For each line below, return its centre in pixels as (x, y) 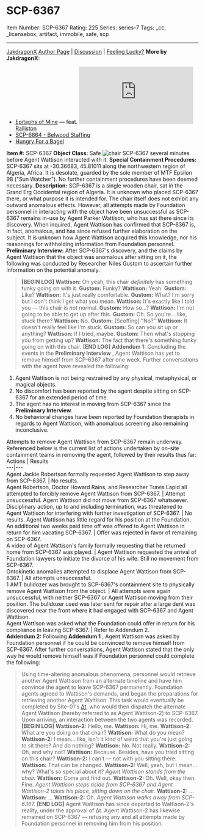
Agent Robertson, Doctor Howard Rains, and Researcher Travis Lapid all (97, 487)
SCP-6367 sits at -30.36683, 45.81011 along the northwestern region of (96, 166)
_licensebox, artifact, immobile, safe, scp (58, 34)
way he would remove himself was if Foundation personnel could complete (100, 656)
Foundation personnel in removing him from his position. (92, 823)
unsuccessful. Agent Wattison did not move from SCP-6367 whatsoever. (97, 500)
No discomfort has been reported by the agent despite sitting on (96, 391)
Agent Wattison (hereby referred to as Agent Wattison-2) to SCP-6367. (110, 713)
